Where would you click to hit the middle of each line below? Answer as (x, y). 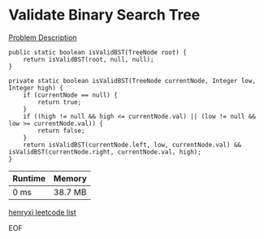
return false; (61, 130)
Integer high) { (36, 88)
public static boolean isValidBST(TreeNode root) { (97, 52)
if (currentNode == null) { (70, 95)
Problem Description (43, 37)
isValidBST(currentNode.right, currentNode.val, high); (105, 152)
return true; (60, 102)
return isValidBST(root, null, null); (89, 59)
